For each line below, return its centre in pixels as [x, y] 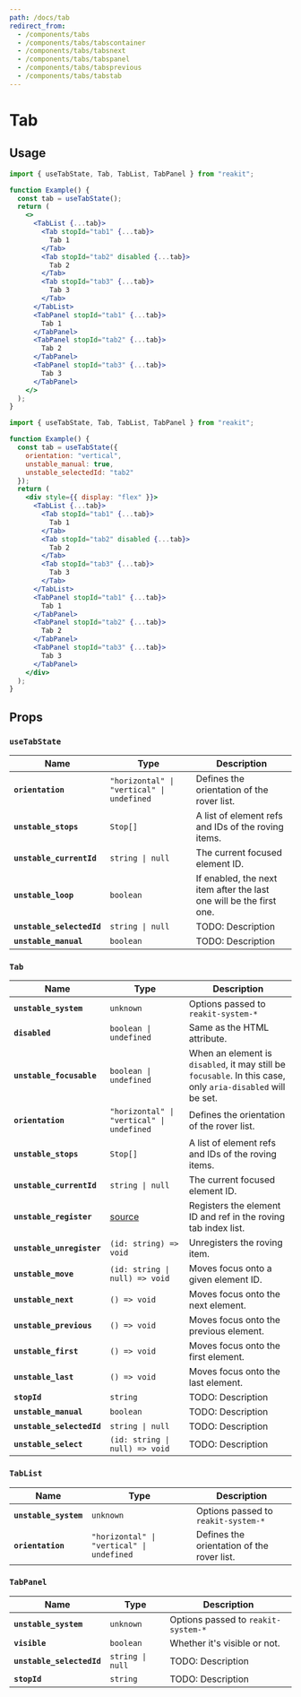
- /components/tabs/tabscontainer [82, 43]
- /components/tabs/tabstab [70, 76]
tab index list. [216, 1228]
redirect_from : [38, 26]
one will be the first [236, 900]
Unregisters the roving [236, 1242]
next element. [217, 1305]
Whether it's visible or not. [225, 1643]
